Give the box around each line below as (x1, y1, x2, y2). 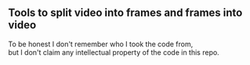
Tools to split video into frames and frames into (8, 6, 243, 20)
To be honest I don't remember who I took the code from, (8, 39, 194, 49)
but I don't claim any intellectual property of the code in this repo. (8, 47, 219, 57)
